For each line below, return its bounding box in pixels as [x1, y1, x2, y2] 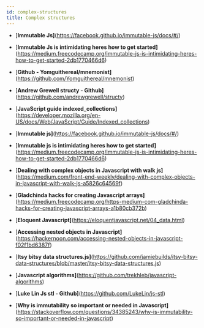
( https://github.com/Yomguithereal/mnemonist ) [15, 75, 135, 82]
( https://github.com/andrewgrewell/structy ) [15, 93, 125, 100]
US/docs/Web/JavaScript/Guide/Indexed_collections [15, 117, 148, 125]
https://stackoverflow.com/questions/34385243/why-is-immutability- [17, 308, 193, 315]
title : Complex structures [6, 15, 75, 21]
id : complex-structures [6, 9, 67, 15]
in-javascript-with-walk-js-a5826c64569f [15, 179, 121, 187]
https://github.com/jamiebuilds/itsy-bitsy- [93, 253, 198, 260]
